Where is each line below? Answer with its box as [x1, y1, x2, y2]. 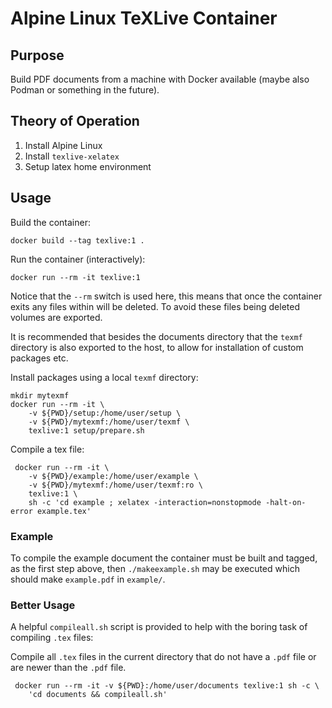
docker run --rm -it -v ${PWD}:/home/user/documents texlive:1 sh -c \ [14, 681, 320, 691]
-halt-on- [265, 497, 307, 507]
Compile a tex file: [10, 443, 85, 455]
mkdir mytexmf [10, 390, 70, 401]
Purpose [10, 47, 65, 64]
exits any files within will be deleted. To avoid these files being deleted [10, 300, 300, 312]
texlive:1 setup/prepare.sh [28, 425, 145, 436]
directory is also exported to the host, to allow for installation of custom [10, 341, 304, 353]
